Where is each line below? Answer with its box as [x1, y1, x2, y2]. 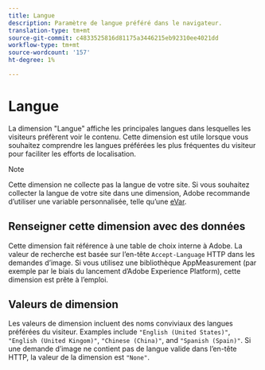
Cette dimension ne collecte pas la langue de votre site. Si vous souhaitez [8, 180, 250, 189]
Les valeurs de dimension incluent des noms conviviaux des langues [8, 319, 233, 329]
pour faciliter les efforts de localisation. [8, 149, 137, 158]
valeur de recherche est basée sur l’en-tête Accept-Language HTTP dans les [8, 249, 255, 259]
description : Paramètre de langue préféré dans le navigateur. [8, 19, 223, 27]
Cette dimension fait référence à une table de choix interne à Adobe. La [8, 240, 243, 251]
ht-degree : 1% [8, 56, 56, 64]
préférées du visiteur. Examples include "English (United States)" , [8, 327, 231, 337]
